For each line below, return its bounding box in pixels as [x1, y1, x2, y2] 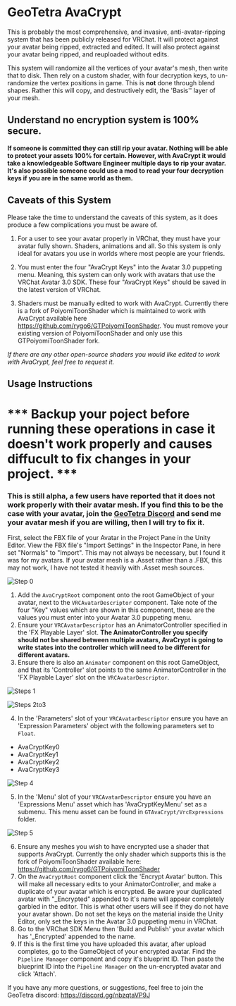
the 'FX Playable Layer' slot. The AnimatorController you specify [17, 628, 209, 637]
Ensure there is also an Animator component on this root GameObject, [17, 658, 220, 667]
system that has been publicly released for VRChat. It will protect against [7, 35, 218, 43]
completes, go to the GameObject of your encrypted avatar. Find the [17, 947, 216, 956]
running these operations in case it [7, 421, 216, 437]
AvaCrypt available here [17, 314, 87, 322]
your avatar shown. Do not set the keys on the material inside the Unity [17, 910, 224, 919]
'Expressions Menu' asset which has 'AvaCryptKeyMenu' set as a [17, 800, 208, 809]
